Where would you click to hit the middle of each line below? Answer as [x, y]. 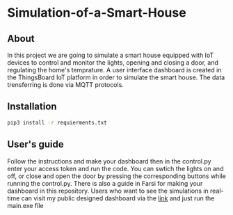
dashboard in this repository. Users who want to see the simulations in [108, 191]
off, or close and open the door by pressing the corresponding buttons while [116, 176]
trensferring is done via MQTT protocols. [65, 85]
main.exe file [25, 205]
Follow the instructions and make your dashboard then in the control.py [109, 161]
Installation [32, 107]
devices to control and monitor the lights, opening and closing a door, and [113, 63]
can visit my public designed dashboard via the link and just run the [118, 198]
